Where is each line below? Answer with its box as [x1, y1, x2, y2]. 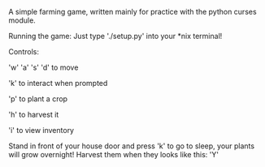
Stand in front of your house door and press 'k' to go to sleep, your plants [8, 141, 254, 151]
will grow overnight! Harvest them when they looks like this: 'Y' [8, 150, 219, 159]
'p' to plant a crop [8, 94, 67, 104]
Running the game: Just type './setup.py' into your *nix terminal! [8, 32, 223, 41]
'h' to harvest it [8, 109, 59, 119]
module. [8, 15, 37, 25]
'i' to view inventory [8, 126, 75, 135]
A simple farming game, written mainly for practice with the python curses [8, 7, 258, 16]
